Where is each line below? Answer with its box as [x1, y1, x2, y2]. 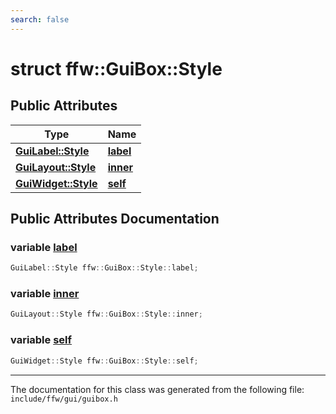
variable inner [10, 287, 80, 301]
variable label [10, 240, 78, 254]
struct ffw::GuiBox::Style [10, 57, 223, 80]
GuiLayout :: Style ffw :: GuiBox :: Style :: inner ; [10, 309, 203, 320]
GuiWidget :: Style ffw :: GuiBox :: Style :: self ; [10, 356, 199, 366]
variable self [10, 333, 73, 347]
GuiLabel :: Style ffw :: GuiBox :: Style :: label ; [10, 263, 199, 273]
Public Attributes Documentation [10, 211, 220, 228]
